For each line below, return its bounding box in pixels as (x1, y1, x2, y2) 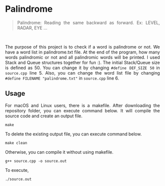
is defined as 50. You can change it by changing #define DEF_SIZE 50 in (5, 65, 160, 71)
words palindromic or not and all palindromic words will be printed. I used (5, 54, 160, 60)
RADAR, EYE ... (17, 25, 48, 30)
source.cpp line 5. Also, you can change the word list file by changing (5, 70, 160, 76)
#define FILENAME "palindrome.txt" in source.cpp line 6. (5, 75, 119, 81)
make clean (5, 140, 27, 145)
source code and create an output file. (5, 113, 82, 119)
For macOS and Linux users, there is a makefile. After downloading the (5, 102, 160, 108)
